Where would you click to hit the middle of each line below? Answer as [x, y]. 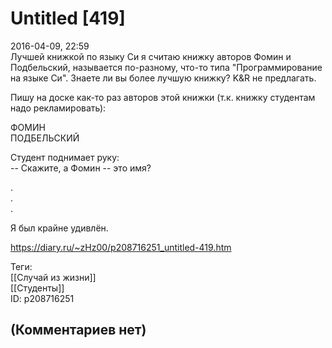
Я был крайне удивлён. [59, 228]
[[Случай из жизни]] [53, 277]
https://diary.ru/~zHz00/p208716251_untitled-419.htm [121, 247]
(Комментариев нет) [78, 330]
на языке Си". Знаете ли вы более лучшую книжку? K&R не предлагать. [163, 78]
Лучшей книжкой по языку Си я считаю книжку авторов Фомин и [151, 56]
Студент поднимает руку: [65, 157]
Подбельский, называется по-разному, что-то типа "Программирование [166, 67]
